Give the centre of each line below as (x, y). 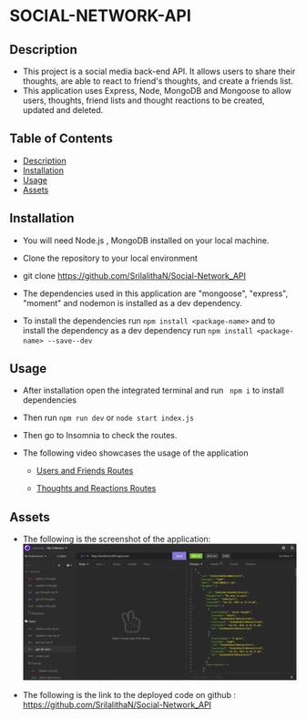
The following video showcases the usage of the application (135, 453)
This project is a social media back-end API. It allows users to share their (159, 71)
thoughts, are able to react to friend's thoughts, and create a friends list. (158, 81)
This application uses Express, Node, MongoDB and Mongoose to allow (157, 91)
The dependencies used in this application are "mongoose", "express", (155, 293)
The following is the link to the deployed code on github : (129, 695)
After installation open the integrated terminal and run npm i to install (153, 390)
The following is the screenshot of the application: (117, 539)
